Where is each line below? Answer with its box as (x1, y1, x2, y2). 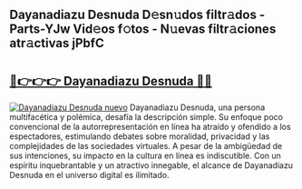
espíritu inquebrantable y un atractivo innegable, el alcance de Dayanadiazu (9, 160, 293, 171)
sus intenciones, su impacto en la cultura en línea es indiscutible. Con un (9, 150, 281, 161)
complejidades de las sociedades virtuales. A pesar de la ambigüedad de (9, 141, 283, 151)
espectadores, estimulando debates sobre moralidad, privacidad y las (9, 131, 270, 142)
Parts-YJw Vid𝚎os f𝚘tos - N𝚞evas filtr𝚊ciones (9, 22, 277, 37)
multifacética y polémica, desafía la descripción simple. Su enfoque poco (9, 112, 284, 122)
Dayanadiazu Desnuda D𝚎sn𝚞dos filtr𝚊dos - (9, 7, 266, 23)
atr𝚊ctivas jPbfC (9, 35, 104, 51)
